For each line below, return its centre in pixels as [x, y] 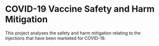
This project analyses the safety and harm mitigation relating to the [73, 33]
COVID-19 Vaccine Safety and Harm [80, 9]
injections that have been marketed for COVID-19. [55, 38]
